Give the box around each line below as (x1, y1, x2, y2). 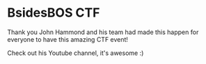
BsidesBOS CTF (7, 5, 100, 21)
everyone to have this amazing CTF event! (7, 35, 129, 43)
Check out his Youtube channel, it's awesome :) (7, 49, 144, 57)
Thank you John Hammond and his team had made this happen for (7, 28, 199, 36)
